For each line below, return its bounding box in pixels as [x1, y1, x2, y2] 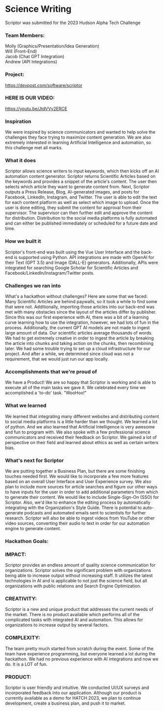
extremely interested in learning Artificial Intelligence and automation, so [5, 140, 151, 145]
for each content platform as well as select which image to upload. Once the [5, 199, 159, 205]
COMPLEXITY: [5, 634, 40, 641]
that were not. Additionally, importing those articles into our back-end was [5, 304, 155, 310]
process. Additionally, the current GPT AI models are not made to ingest [5, 325, 150, 331]
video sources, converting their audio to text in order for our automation [5, 520, 150, 526]
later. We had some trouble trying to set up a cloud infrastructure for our [5, 345, 151, 352]
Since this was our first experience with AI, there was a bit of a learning [5, 314, 149, 320]
